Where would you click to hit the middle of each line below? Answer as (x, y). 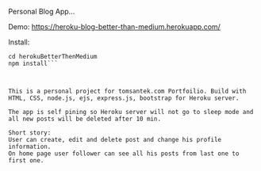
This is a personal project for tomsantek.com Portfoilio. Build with (127, 91)
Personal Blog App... (42, 11)
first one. (26, 161)
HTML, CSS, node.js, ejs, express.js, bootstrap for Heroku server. (124, 98)
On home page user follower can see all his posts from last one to (124, 154)
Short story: (30, 133)
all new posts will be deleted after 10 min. (84, 119)
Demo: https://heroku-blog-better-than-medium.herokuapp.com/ (114, 27)
